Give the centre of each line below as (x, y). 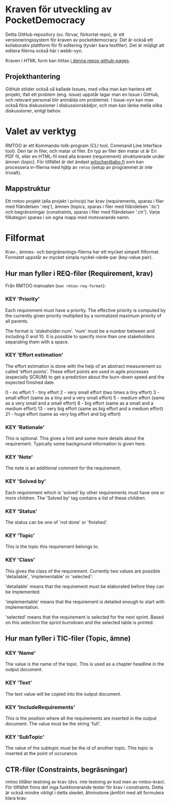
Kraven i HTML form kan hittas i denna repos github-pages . (68, 60)
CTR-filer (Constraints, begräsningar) (66, 770)
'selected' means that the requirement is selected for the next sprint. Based (85, 617)
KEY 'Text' (19, 683)
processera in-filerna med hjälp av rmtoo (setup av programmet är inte (79, 167)
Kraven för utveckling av (59, 9)
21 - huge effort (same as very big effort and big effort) (63, 414)
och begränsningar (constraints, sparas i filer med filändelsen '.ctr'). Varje (83, 212)
